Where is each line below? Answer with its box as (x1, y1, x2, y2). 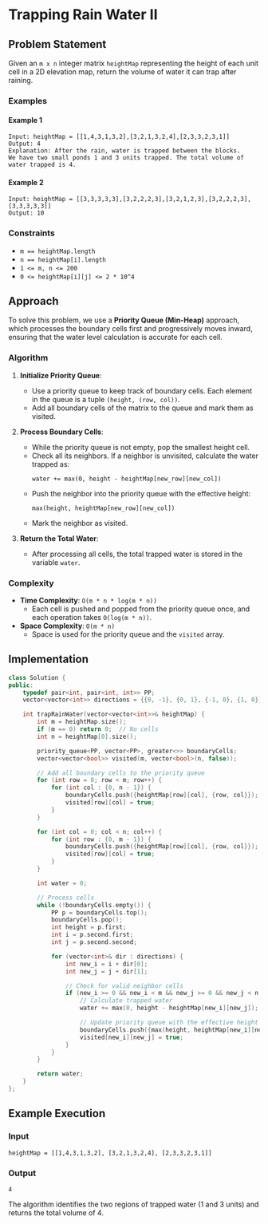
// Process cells (37, 894, 94, 902)
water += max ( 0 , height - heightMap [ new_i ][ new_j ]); (79, 1004, 259, 1013)
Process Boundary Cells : (19, 427, 104, 436)
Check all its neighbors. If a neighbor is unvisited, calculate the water (31, 451, 259, 460)
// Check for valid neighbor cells (65, 981, 183, 990)
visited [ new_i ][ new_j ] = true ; (79, 1033, 183, 1041)
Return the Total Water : (19, 533, 99, 543)
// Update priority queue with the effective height (79, 1019, 259, 1027)
